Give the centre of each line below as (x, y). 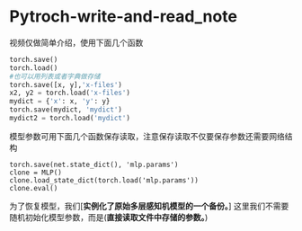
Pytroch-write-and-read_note (124, 17)
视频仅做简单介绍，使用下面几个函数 (76, 42)
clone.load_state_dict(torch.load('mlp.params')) (104, 180)
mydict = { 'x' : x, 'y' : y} (60, 102)
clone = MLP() (36, 173)
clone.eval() (34, 188)
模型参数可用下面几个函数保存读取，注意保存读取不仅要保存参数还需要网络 (147, 136)
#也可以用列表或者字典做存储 (55, 76)
